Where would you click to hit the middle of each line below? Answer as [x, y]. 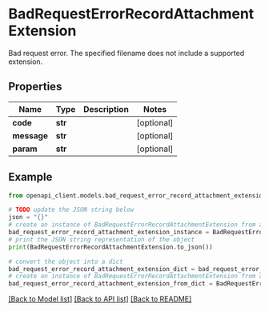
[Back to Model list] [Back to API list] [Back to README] [100, 299]
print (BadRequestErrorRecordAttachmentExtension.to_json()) [111, 247]
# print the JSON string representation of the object [102, 239]
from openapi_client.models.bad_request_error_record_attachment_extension [137, 195]
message [30, 135]
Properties [35, 87]
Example [30, 177]
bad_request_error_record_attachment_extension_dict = [102, 269]
